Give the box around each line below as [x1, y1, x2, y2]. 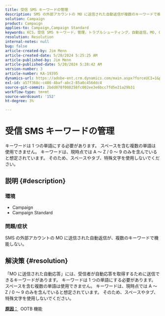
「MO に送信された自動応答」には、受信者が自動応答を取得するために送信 [5, 271, 156, 277]
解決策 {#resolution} [5, 257, 68, 265]
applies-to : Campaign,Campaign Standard [5, 26, 89, 30]
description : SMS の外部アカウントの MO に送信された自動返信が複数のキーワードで [5, 12, 158, 17]
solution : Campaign [5, 16, 45, 21]
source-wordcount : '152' [5, 94, 56, 99]
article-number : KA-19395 [5, 71, 58, 76]
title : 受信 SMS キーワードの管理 [5, 7, 68, 12]
